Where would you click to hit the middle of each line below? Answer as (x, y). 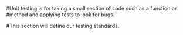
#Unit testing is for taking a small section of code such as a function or (91, 8)
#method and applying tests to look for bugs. (60, 15)
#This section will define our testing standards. (63, 26)
